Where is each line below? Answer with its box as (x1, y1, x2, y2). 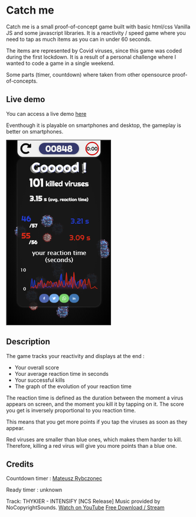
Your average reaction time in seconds (14, 370, 109, 377)
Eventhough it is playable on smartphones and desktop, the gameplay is (6, 122, 181, 129)
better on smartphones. (6, 128, 64, 135)
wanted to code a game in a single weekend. (6, 60, 115, 67)
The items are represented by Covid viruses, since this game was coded (6, 47, 182, 54)
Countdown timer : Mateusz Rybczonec (6, 475, 102, 482)
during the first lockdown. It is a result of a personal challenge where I (6, 53, 177, 60)
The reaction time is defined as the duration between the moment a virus (6, 394, 184, 401)
